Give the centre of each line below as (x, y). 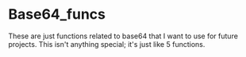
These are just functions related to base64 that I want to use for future (123, 36)
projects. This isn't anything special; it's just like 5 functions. (107, 44)
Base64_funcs (57, 14)
